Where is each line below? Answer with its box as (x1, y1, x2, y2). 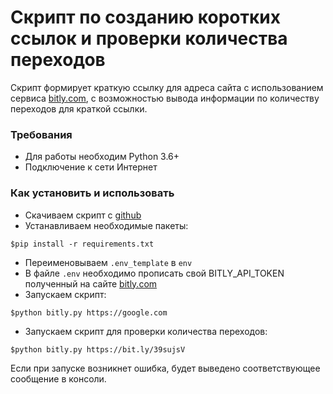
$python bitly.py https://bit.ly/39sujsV (10, 344, 186, 355)
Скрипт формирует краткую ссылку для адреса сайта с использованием (10, 81, 324, 93)
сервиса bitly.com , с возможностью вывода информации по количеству (10, 92, 320, 104)
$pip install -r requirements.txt (10, 239, 155, 249)
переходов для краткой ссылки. (10, 102, 148, 115)
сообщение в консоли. (10, 372, 107, 385)
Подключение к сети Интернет (24, 161, 158, 173)
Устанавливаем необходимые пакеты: (24, 219, 189, 231)
